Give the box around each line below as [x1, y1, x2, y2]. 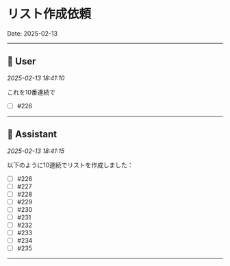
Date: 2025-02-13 [7, 29, 58, 38]
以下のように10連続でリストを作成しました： [7, 160, 133, 169]
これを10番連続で [7, 88, 56, 96]
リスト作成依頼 [7, 6, 92, 22]
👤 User [7, 56, 36, 67]
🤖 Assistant [7, 128, 57, 141]
